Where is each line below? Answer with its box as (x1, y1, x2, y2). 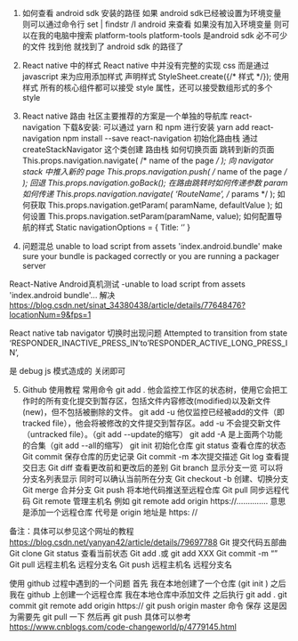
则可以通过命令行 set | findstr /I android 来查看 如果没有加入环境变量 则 (21, 19, 282, 29)
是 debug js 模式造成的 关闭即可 (9, 366, 126, 376)
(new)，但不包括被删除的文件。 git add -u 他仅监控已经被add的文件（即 (21, 407, 285, 417)
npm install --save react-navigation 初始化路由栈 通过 (62, 133, 259, 143)
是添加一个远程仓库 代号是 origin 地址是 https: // (21, 507, 198, 517)
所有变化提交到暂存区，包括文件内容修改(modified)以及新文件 (45, 395, 271, 406)
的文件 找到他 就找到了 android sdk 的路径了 (21, 41, 184, 52)
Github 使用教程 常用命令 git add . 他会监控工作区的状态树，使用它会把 (21, 385, 280, 394)
